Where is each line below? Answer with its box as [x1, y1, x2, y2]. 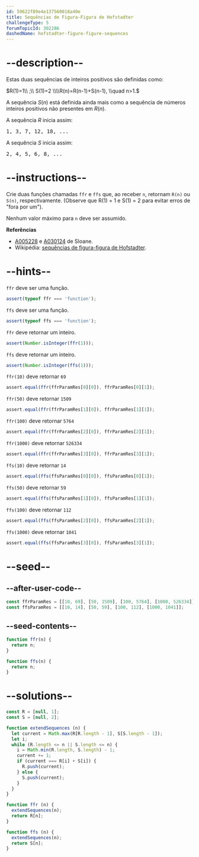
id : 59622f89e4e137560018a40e [6, 8, 81, 15]
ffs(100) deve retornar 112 [6, 506, 72, 513]
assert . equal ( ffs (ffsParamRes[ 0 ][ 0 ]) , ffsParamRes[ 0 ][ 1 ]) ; [6, 473, 155, 479]
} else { [17, 769, 38, 775]
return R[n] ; [11, 813, 44, 819]
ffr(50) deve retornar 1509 [6, 395, 72, 402]
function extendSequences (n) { [6, 725, 86, 731]
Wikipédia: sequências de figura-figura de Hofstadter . [14, 244, 147, 251]
